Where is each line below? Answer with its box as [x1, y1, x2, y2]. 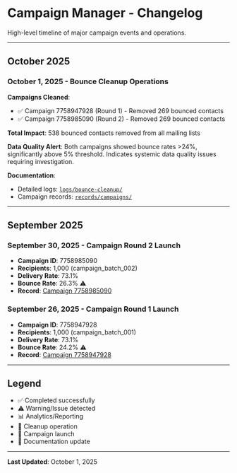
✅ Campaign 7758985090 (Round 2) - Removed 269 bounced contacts [17, 115, 226, 123]
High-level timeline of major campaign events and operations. [7, 28, 187, 37]
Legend [7, 378, 42, 390]
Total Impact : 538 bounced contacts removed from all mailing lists [7, 129, 201, 137]
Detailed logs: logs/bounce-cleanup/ [17, 185, 123, 193]
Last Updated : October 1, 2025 [7, 457, 97, 466]
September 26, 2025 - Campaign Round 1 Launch [7, 304, 179, 314]
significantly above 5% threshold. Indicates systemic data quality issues [7, 150, 217, 158]
